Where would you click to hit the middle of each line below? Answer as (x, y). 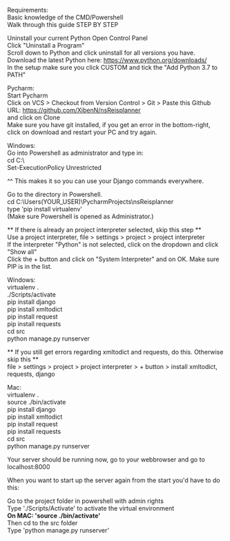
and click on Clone (34, 117)
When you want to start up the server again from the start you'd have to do (114, 480)
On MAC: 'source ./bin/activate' (54, 515)
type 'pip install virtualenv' (45, 209)
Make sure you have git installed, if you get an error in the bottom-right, (109, 125)
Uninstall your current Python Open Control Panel (78, 38)
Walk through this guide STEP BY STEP (63, 25)
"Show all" (22, 252)
